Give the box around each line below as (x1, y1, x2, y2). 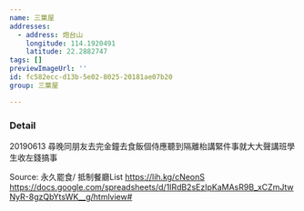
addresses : (9, 22, 51, 31)
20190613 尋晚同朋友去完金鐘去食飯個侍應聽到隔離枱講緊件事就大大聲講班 (9, 140, 288, 151)
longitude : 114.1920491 (25, 38, 117, 48)
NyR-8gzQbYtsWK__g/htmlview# (9, 191, 133, 202)
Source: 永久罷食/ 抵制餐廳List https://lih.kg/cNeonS (9, 171, 206, 182)
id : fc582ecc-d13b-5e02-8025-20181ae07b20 (9, 73, 173, 82)
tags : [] (9, 55, 43, 65)
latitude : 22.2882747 (25, 47, 107, 56)
